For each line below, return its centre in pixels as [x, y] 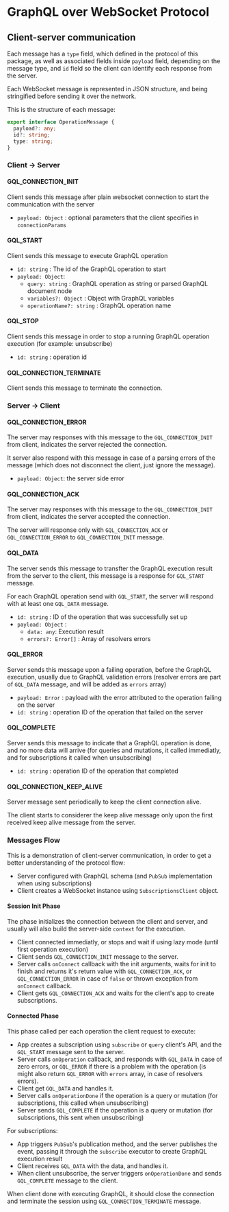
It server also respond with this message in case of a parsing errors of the [111, 458]
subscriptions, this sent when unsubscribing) [80, 1117]
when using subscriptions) [54, 883]
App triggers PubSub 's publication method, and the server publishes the [117, 1144]
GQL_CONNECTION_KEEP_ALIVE [55, 786]
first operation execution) [53, 949]
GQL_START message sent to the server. [71, 1051]
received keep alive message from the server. [71, 823]
